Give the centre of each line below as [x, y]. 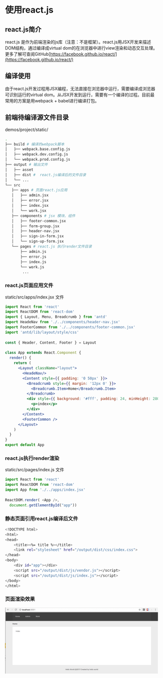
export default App [25, 445]
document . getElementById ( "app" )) [43, 505]
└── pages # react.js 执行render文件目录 [52, 247]
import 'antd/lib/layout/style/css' [42, 332]
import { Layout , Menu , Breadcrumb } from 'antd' [56, 317]
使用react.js [29, 10]
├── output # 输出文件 [26, 165]
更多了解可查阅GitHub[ [28, 54]
